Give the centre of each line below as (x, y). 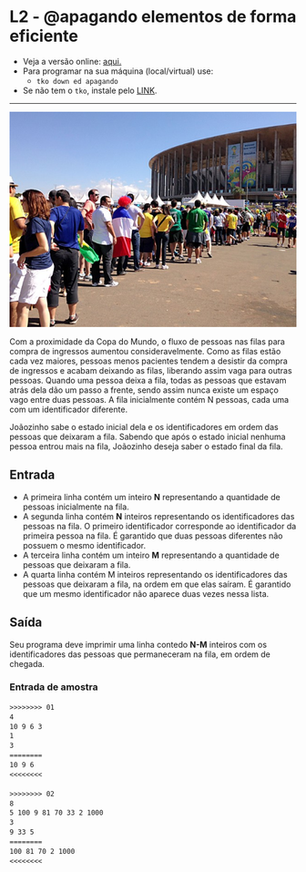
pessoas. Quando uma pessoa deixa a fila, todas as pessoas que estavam (148, 380)
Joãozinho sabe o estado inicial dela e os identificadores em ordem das (144, 426)
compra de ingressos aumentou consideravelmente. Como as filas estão (145, 351)
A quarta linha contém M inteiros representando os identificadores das (155, 574)
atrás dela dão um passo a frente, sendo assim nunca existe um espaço (144, 390)
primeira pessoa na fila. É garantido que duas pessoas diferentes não (153, 536)
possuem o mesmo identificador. (84, 545)
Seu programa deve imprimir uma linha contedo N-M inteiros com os (138, 644)
